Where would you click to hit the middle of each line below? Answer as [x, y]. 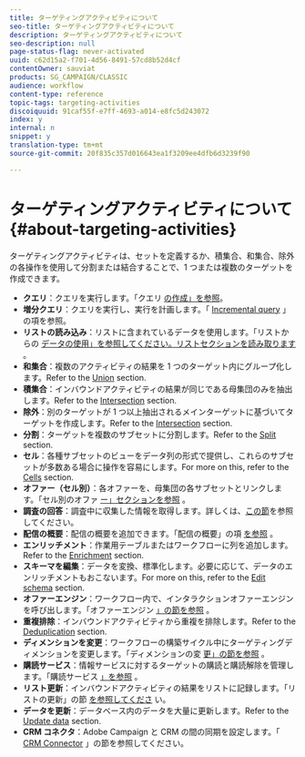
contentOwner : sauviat [52, 69]
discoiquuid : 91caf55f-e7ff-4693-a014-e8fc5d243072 [109, 111]
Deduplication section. [65, 631]
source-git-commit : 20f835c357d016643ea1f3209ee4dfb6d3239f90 [130, 153]
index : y [26, 119]
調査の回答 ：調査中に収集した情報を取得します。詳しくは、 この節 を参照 [158, 510]
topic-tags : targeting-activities [75, 102]
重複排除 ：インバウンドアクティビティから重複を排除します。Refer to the [159, 621]
